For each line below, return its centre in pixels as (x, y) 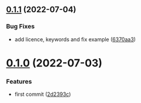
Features (19, 81)
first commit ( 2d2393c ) (43, 94)
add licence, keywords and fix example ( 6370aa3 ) (75, 39)
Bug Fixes (21, 26)
